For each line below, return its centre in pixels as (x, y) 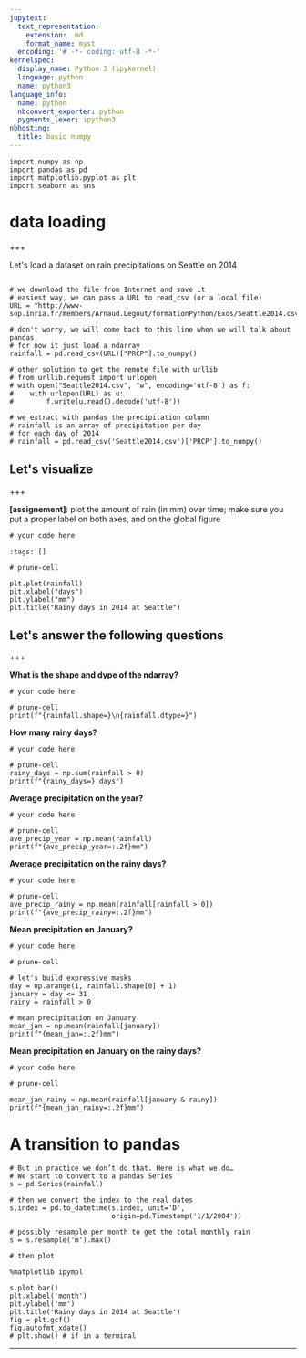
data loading (58, 222)
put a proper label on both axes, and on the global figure (115, 519)
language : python (51, 78)
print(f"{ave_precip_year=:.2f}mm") (79, 847)
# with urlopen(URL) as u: (67, 394)
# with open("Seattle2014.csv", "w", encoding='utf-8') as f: (130, 385)
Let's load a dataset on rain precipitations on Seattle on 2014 (123, 265)
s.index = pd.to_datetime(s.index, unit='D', (97, 1208)
